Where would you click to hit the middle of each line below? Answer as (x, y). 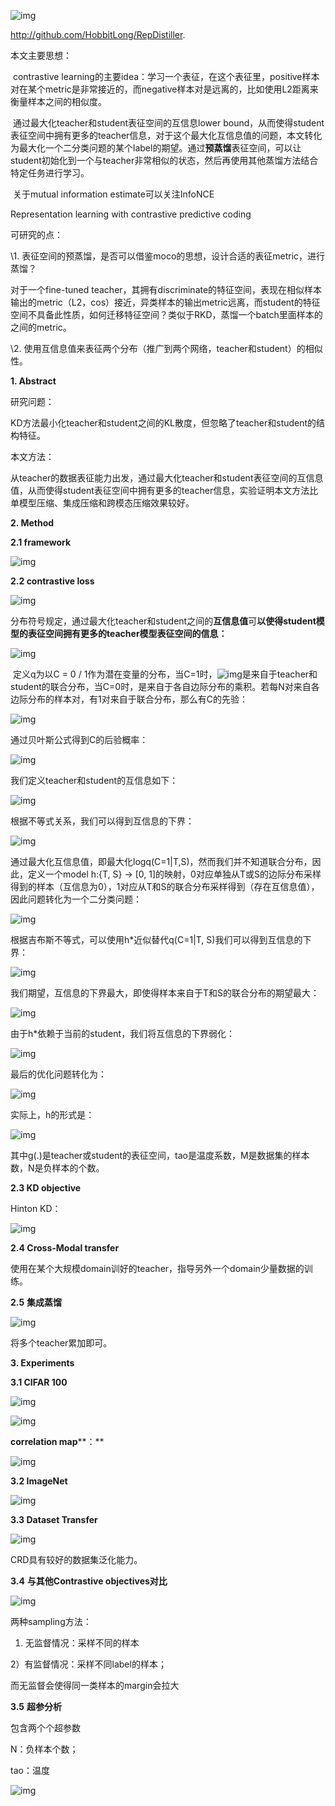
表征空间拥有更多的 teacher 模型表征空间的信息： (127, 633)
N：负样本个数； (44, 1749)
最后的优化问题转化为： (58, 1074)
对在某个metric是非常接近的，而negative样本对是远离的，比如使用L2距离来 (164, 89)
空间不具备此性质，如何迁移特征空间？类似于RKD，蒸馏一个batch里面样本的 (166, 314)
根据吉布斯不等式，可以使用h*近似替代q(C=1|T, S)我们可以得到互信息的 (156, 939)
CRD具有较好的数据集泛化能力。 (76, 1559)
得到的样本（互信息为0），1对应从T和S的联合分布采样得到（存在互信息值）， (165, 886)
